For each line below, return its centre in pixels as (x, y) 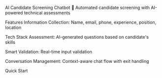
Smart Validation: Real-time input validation (49, 52)
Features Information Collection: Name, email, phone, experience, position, (81, 22)
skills (10, 42)
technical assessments (47, 13)
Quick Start (16, 71)
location (13, 27)
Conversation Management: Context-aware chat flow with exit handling (77, 61)
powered (14, 13)
